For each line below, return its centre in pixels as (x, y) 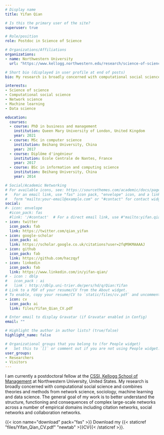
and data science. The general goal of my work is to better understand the (80, 397)
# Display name (20, 10)
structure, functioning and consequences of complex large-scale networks (81, 402)
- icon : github (20, 249)
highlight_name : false (28, 335)
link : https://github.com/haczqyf (44, 258)
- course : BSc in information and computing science (64, 168)
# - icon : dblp (21, 277)
